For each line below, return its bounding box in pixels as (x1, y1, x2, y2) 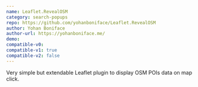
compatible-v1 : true (6, 47, 58, 53)
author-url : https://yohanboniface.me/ (6, 31, 106, 37)
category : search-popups (6, 14, 68, 20)
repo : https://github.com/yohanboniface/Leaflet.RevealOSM (6, 20, 156, 25)
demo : (6, 36, 20, 42)
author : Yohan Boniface (6, 25, 66, 31)
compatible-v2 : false (6, 53, 60, 59)
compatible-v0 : (6, 42, 44, 48)
